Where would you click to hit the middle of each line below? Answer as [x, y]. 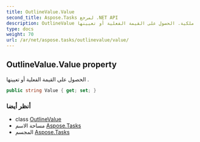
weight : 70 [20, 35]
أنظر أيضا [19, 106]
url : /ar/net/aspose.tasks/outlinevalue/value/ [68, 40]
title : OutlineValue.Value [40, 12]
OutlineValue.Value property [62, 65]
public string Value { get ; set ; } [51, 90]
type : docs [20, 29]
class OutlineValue [38, 119]
